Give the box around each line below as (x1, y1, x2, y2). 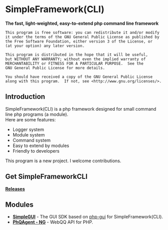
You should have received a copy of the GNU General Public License (5, 74, 153, 79)
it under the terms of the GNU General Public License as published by (5, 34, 159, 39)
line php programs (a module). (5, 111, 68, 117)
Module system (12, 131, 45, 137)
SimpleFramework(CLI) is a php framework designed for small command (5, 106, 157, 112)
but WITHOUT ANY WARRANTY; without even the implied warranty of (5, 57, 146, 62)
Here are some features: (5, 116, 56, 122)
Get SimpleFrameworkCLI (5, 172, 88, 181)
